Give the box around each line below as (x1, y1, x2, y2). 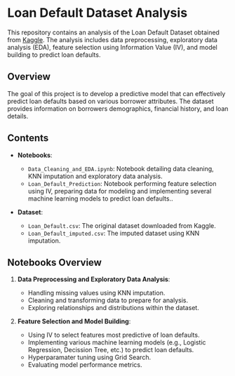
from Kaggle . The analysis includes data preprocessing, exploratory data (7, 35, 217, 43)
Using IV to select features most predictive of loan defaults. (27, 331, 200, 340)
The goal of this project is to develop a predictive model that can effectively (7, 89, 226, 98)
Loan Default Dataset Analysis (7, 5, 188, 21)
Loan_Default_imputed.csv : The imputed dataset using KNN (27, 229, 200, 237)
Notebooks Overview (7, 256, 102, 268)
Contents (7, 132, 49, 145)
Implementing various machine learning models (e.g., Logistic (27, 338, 206, 347)
